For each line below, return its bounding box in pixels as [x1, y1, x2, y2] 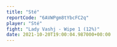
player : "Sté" [6, 20, 43, 26]
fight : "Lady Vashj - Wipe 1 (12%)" [6, 26, 100, 32]
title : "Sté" [6, 9, 40, 15]
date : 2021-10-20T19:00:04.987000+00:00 [6, 32, 111, 38]
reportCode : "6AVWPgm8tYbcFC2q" [6, 15, 89, 21]
